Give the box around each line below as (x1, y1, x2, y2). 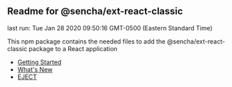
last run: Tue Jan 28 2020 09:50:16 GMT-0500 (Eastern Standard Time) (7, 23, 213, 32)
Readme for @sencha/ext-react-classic (7, 6, 183, 17)
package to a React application (29, 44, 118, 52)
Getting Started (17, 58, 61, 66)
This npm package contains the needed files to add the (7, 37, 166, 46)
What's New (17, 65, 53, 73)
